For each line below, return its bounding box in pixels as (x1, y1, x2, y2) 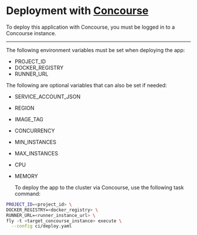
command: (14, 190, 41, 197)
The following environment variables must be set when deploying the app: (6, 46, 185, 53)
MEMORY (14, 172, 38, 179)
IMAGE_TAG (14, 115, 44, 122)
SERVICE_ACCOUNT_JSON (14, 93, 81, 100)
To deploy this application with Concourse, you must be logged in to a (6, 23, 175, 30)
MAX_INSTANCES (14, 149, 59, 156)
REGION (14, 104, 35, 111)
